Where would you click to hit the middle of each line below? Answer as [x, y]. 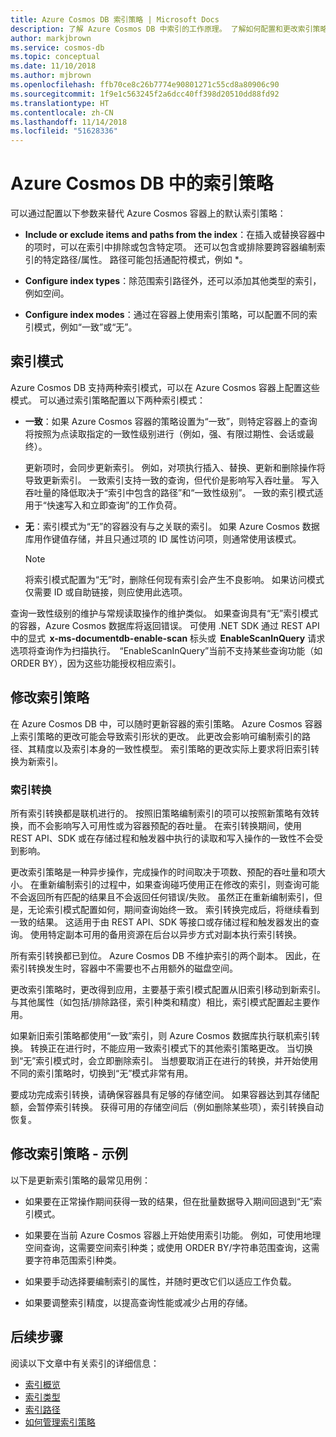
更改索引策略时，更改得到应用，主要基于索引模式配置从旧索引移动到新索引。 [168, 989]
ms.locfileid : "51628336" [64, 131]
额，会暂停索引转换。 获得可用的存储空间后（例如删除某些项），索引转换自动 [167, 1107]
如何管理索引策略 [60, 1422]
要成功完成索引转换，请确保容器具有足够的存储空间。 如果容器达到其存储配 [165, 1094]
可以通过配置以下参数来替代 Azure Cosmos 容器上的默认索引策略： [148, 213]
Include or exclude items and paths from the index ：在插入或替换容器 [170, 235]
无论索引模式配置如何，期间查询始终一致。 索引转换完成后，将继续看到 [173, 909]
